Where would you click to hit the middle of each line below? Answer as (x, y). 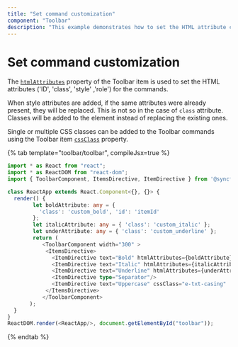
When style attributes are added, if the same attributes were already (107, 103)
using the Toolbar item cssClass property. (68, 140)
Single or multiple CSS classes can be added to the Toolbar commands (111, 132)
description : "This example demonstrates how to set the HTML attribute (117, 27)
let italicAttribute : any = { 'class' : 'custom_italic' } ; (122, 225)
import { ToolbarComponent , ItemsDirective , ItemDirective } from (107, 179)
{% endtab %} (28, 337)
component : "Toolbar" (39, 21)
